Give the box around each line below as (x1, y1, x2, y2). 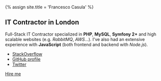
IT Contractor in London (5, 18, 79, 26)
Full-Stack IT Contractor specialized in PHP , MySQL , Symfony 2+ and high (5, 31, 157, 37)
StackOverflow (12, 51, 43, 57)
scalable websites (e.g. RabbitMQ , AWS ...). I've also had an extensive (5, 36, 145, 42)
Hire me (5, 71, 21, 77)
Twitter (12, 61, 27, 67)
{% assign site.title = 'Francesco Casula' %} (5, 4, 94, 10)
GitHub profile (12, 56, 41, 62)
